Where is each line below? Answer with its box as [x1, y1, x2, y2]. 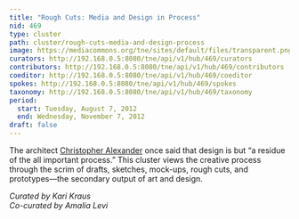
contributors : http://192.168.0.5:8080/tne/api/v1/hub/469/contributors [9, 63, 285, 72]
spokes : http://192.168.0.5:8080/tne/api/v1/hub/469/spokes [9, 79, 238, 88]
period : [9, 95, 38, 105]
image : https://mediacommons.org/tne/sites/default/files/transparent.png [9, 46, 293, 55]
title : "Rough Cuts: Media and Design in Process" [9, 12, 201, 22]
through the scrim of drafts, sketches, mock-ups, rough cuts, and [9, 164, 249, 174]
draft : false [9, 121, 58, 130]
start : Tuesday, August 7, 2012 [17, 104, 138, 113]
